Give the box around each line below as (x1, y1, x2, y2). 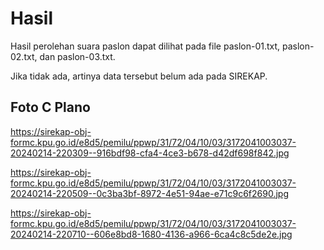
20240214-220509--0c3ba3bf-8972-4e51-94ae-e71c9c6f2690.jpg (10, 187, 289, 199)
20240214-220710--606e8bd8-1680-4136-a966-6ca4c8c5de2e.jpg (10, 228, 293, 240)
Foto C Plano (10, 99, 91, 116)
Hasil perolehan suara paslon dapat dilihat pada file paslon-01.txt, (10, 40, 281, 52)
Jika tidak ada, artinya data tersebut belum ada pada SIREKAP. (10, 70, 268, 82)
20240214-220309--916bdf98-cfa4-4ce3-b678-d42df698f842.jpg (10, 147, 290, 159)
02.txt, (10, 50, 38, 62)
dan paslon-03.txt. (39, 50, 116, 62)
